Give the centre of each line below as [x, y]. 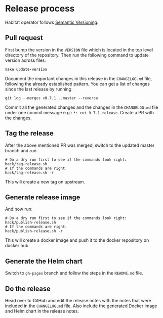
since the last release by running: [39, 89]
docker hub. [17, 246]
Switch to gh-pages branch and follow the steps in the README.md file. [74, 273]
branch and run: [21, 150]
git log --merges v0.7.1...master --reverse [52, 98]
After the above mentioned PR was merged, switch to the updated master [80, 145]
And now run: [19, 209]
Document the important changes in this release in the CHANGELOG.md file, [79, 78]
